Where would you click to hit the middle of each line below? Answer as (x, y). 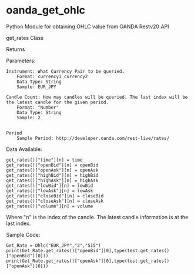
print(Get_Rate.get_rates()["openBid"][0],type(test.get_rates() (88, 250)
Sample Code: (23, 234)
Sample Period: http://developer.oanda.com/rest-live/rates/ (93, 138)
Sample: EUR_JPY (37, 87)
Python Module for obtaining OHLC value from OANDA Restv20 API (88, 26)
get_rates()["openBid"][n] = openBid (52, 165)
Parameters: (21, 61)
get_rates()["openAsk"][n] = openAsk (52, 170)
